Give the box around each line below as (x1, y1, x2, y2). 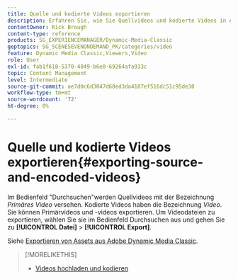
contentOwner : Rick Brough (7, 23, 87, 30)
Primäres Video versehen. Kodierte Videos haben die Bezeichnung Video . (7, 200, 222, 209)
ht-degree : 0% (7, 103, 50, 110)
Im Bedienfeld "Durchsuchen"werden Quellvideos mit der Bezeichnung (7, 193, 215, 201)
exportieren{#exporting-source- (7, 154, 204, 171)
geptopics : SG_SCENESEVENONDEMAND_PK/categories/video (7, 43, 173, 50)
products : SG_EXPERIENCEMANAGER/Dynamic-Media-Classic (7, 37, 173, 44)
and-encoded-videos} (7, 169, 142, 186)
